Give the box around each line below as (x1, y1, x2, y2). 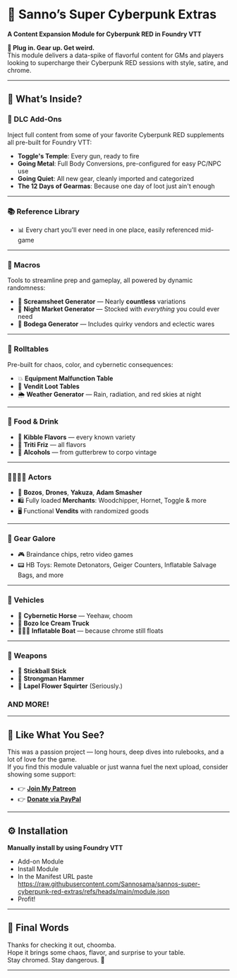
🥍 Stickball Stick (17, 667, 67, 675)
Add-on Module (17, 857, 64, 866)
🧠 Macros (7, 260, 41, 269)
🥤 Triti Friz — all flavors (17, 440, 87, 448)
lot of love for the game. (7, 755, 78, 764)
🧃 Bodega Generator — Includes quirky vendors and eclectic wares (17, 320, 215, 328)
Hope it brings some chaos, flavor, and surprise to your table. (7, 948, 186, 957)
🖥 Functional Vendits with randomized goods (17, 507, 150, 516)
